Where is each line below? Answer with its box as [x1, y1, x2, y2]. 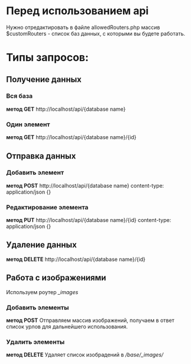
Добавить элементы [6, 303, 69, 311]
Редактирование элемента [6, 203, 89, 211]
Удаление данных [6, 240, 77, 250]
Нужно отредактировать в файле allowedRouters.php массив [6, 24, 160, 31]
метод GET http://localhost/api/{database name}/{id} [6, 134, 137, 141]
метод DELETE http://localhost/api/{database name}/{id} [6, 256, 146, 263]
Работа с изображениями [6, 273, 106, 283]
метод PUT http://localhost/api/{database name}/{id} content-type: [6, 217, 171, 224]
